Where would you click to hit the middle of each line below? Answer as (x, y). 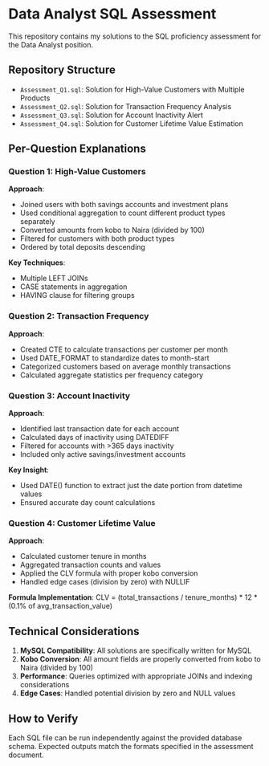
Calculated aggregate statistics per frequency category (111, 375)
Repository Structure (62, 70)
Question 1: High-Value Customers (77, 172)
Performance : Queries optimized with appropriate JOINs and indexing (136, 676)
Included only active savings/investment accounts (103, 454)
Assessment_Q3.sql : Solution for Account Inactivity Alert (111, 115)
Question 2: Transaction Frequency (79, 316)
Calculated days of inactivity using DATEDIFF (95, 438)
